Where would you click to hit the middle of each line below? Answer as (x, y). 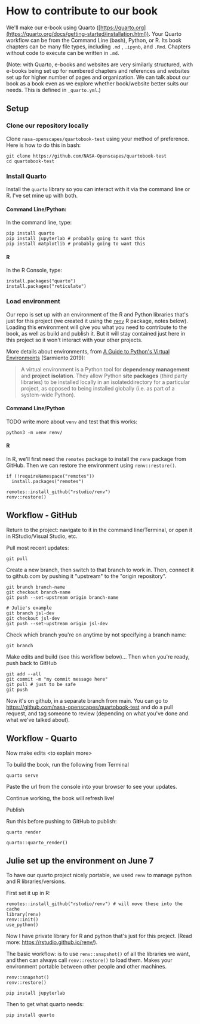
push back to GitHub (32, 663)
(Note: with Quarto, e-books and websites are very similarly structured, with (99, 64)
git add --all (24, 674)
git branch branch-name (36, 587)
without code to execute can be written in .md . (63, 53)
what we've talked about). (38, 719)
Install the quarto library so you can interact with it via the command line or (98, 189)
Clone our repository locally (47, 125)
